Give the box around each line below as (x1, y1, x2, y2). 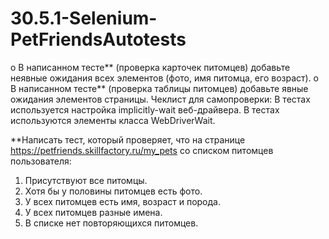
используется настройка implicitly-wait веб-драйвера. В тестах (10, 103, 280, 116)
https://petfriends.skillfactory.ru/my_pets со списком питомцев (10, 144, 274, 156)
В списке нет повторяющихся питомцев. (24, 217, 199, 229)
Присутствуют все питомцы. (24, 174, 148, 186)
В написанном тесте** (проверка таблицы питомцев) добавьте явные (10, 82, 309, 94)
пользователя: (10, 155, 72, 167)
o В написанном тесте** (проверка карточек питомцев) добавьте (10, 61, 291, 73)
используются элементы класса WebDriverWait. (10, 114, 216, 126)
